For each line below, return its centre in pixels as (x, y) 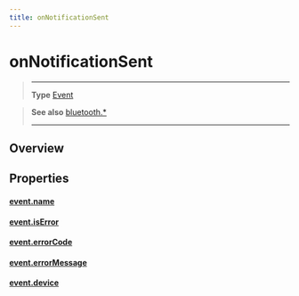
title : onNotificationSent (59, 17)
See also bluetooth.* (69, 111)
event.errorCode (41, 243)
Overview (37, 148)
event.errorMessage (48, 262)
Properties (39, 179)
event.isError (34, 222)
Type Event (52, 95)
